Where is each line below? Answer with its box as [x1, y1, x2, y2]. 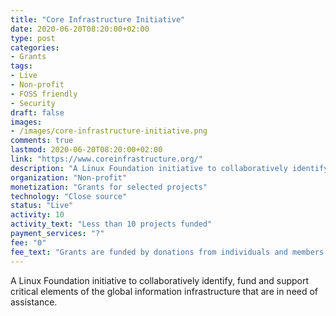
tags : [10, 61, 33, 71]
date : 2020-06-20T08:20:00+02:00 [10, 24, 150, 34]
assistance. [10, 296, 58, 308]
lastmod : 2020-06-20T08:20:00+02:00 [10, 145, 163, 155]
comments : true [10, 136, 74, 146]
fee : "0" [10, 237, 47, 248]
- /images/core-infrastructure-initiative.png [10, 126, 208, 136]
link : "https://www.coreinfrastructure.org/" [10, 154, 203, 164]
